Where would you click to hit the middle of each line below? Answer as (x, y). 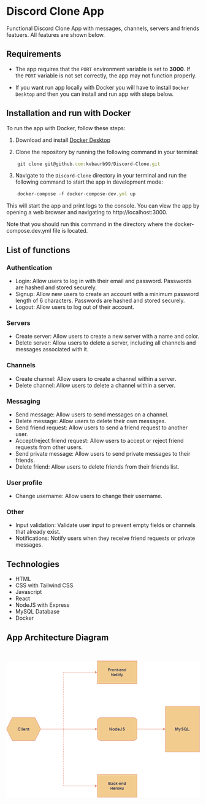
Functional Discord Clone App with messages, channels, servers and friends (103, 28)
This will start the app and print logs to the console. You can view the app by (103, 206)
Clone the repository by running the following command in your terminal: (107, 152)
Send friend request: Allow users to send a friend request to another (101, 427)
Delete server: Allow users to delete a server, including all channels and (105, 343)
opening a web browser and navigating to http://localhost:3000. (87, 213)
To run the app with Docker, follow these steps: (66, 128)
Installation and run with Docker (69, 113)
